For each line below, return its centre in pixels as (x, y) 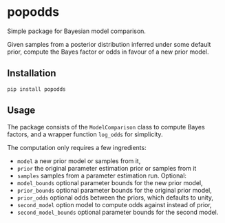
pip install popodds (37, 89)
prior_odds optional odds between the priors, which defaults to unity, (115, 198)
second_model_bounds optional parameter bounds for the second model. (118, 212)
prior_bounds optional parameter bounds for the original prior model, (114, 190)
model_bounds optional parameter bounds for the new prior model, (110, 182)
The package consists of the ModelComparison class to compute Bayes (106, 127)
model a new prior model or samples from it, (79, 161)
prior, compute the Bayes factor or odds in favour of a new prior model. (108, 52)
